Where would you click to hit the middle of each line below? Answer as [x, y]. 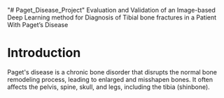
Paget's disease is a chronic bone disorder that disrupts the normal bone [112, 72]
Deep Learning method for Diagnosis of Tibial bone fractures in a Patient [112, 17]
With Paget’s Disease [38, 25]
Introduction [44, 53]
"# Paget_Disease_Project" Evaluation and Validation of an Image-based [111, 10]
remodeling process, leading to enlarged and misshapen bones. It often [110, 79]
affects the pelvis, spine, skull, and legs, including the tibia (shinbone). [108, 87]
